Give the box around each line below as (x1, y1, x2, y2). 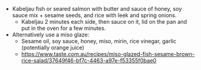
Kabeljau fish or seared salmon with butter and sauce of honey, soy (12, 5, 182, 12)
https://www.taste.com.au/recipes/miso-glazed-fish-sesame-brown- (21, 51, 195, 57)
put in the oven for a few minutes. (21, 24, 106, 32)
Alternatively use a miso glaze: (12, 31, 90, 38)
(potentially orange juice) (21, 44, 84, 51)
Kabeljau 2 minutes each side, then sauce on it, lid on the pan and (21, 18, 188, 25)
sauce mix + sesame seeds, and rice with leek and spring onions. (12, 12, 177, 19)
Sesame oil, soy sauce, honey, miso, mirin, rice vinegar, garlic (21, 38, 177, 44)
